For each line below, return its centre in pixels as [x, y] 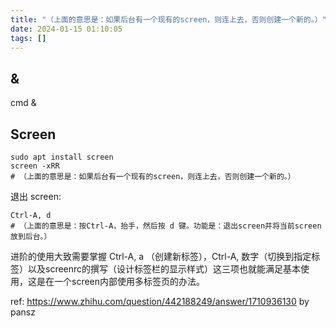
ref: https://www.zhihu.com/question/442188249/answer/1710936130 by [160, 301]
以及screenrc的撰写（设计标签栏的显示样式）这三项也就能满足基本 [164, 269]
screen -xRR [35, 166]
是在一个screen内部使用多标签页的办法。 [121, 281]
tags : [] [28, 38]
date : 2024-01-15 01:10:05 [66, 29]
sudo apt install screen [62, 157]
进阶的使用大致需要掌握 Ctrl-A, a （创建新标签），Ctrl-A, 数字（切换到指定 [161, 256]
